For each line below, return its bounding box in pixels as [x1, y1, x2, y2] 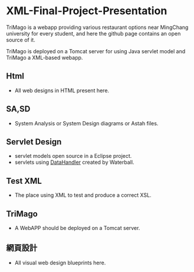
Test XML [6, 176, 42, 186]
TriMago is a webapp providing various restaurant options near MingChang [6, 24, 189, 31]
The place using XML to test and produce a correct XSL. [14, 192, 152, 199]
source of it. [6, 36, 35, 43]
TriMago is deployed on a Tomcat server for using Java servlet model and [6, 47, 186, 54]
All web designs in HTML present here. [14, 87, 110, 94]
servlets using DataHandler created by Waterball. [14, 158, 134, 166]
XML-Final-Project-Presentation [6, 4, 167, 18]
